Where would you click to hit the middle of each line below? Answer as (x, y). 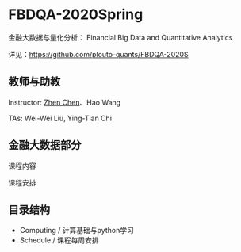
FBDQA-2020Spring (76, 15)
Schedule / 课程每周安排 (59, 240)
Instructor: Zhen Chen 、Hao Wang (65, 102)
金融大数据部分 (45, 145)
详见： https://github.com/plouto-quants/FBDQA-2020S (98, 54)
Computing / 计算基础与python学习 (77, 231)
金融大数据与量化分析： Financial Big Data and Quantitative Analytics (120, 37)
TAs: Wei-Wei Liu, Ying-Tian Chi (60, 118)
